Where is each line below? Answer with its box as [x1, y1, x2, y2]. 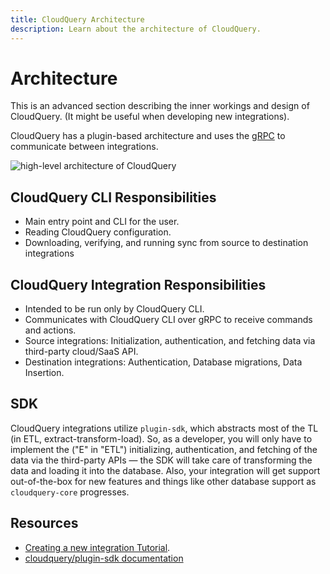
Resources [10, 515, 79, 532]
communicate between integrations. [10, 141, 159, 153]
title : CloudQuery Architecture [10, 14, 145, 25]
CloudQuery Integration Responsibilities [10, 276, 267, 293]
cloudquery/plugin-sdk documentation [24, 552, 184, 564]
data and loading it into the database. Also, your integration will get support [10, 464, 321, 476]
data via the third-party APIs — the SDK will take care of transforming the [10, 454, 313, 466]
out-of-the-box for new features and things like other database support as [10, 475, 317, 487]
